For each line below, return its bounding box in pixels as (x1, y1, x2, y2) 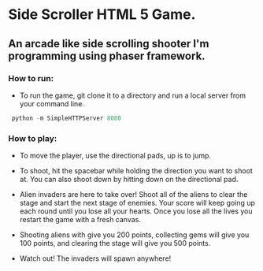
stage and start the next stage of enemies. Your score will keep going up (19, 199, 256, 208)
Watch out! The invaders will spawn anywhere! (19, 254, 172, 263)
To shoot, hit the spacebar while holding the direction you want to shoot (19, 166, 254, 176)
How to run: (8, 72, 54, 84)
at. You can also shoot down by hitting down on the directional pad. (19, 175, 239, 184)
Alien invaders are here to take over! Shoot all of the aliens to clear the (19, 190, 248, 199)
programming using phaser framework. (8, 49, 206, 62)
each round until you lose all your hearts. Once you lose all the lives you (19, 206, 254, 216)
